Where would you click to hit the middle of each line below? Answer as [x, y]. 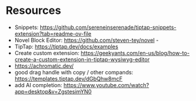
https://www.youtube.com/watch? [106, 85]
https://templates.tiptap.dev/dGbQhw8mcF [68, 79]
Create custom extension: [47, 53]
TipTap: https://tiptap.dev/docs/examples [66, 47]
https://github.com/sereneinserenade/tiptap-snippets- [108, 27]
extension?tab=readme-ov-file [53, 33]
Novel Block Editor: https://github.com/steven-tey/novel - [87, 40]
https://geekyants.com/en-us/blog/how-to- [135, 53]
